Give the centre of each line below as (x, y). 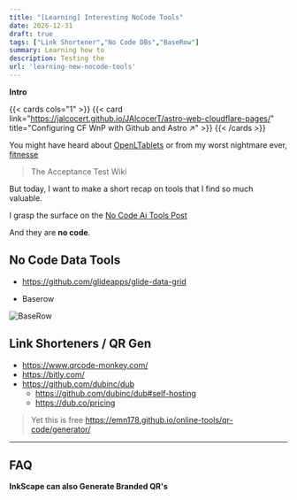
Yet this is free (57, 419)
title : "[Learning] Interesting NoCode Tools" (96, 17)
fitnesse (24, 154)
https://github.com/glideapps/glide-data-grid (104, 281)
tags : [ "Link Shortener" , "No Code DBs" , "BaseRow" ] (104, 42)
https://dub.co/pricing (75, 403)
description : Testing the (57, 58)
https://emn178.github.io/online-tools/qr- (159, 419)
